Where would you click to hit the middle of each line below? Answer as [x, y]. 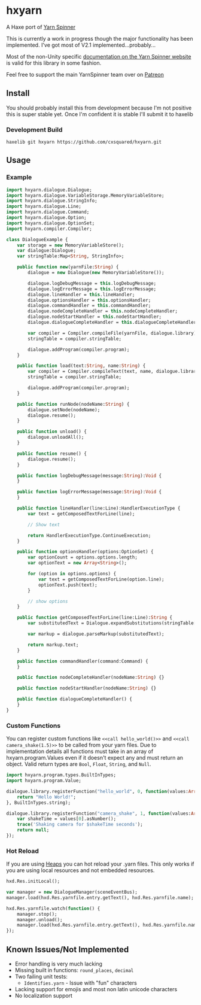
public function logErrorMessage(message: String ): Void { [89, 492]
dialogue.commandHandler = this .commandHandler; [89, 306]
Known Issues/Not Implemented [68, 949]
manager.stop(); [37, 914]
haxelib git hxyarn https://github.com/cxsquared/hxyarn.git [84, 142]
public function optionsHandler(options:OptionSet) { [85, 552]
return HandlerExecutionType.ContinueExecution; [89, 535]
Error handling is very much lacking [59, 964]
